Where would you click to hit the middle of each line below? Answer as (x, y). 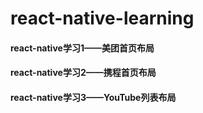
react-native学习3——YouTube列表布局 (93, 97)
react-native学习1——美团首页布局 (82, 48)
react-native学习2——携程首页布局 (83, 73)
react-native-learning (102, 18)
